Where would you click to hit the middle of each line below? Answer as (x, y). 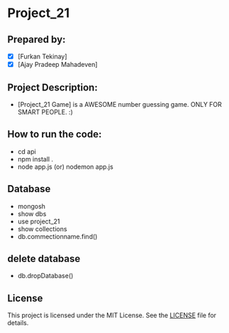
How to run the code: (55, 134)
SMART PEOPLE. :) (45, 112)
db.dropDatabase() (45, 276)
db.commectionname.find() (57, 236)
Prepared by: (37, 39)
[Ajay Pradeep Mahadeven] (57, 65)
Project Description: (52, 87)
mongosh (32, 206)
